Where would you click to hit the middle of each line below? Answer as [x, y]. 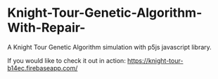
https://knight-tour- [155, 60]
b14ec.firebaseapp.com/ [43, 68]
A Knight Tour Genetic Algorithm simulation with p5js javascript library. [110, 47]
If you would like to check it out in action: [67, 60]
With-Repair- [46, 28]
